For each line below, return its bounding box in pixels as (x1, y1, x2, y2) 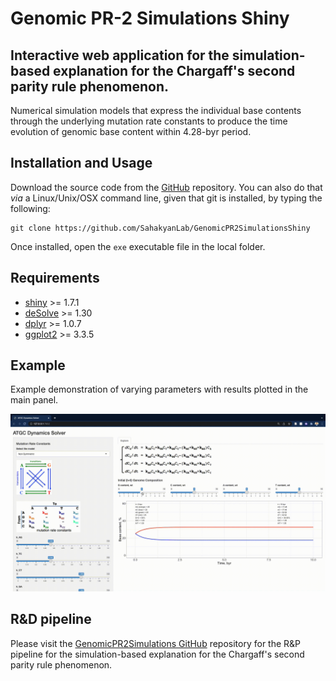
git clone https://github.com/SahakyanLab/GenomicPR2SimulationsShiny (10, 223, 311, 233)
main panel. (10, 394, 59, 406)
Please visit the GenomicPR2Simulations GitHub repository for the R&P (10, 637, 302, 649)
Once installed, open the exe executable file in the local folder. (10, 240, 266, 252)
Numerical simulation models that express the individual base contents (10, 105, 302, 116)
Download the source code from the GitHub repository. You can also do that (10, 181, 323, 193)
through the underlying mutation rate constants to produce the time (10, 115, 288, 127)
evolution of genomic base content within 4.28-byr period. (10, 126, 252, 137)
